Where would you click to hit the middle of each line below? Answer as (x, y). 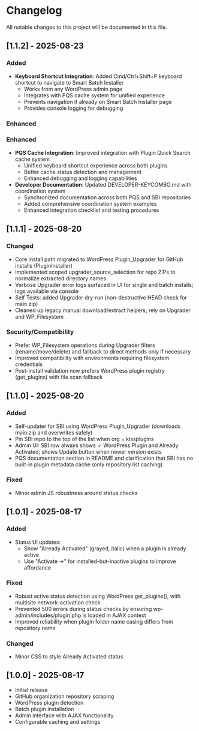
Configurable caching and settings (58, 721)
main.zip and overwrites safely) (54, 432)
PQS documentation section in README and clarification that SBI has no (104, 458)
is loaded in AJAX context (114, 615)
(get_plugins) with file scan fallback (59, 377)
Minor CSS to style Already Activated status (69, 657)
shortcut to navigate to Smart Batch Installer (69, 82)
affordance (37, 567)
